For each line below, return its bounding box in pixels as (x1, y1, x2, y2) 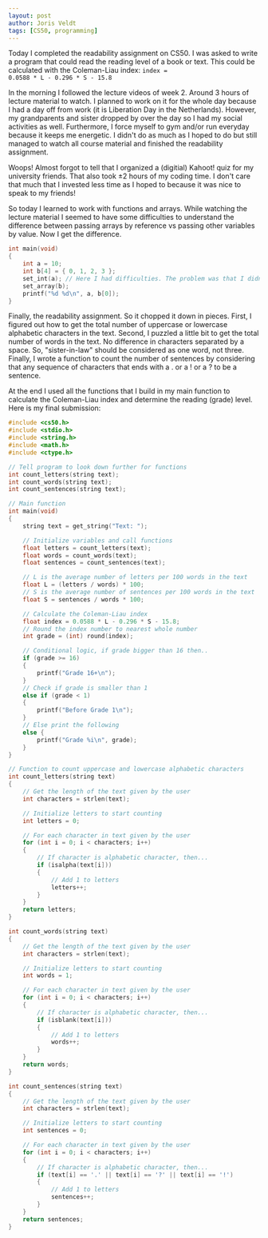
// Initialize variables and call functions (22, 537, 173, 545)
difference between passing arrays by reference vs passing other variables (8, 221, 255, 230)
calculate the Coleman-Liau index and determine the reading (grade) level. (8, 395, 253, 405)
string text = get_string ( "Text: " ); (22, 521, 148, 530)
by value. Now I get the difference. (8, 230, 122, 239)
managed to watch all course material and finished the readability (8, 139, 223, 149)
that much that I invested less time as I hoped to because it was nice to (8, 180, 242, 190)
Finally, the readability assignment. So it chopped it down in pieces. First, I (8, 311, 252, 321)
